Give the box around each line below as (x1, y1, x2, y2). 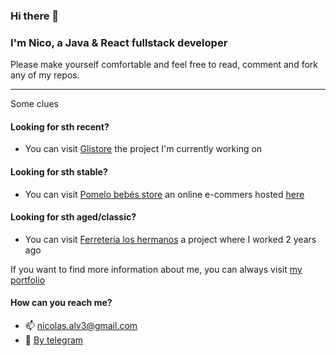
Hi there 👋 (10, 9, 60, 23)
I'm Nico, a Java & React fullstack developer (10, 35, 228, 49)
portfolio (10, 274, 46, 286)
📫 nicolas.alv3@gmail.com (24, 320, 138, 332)
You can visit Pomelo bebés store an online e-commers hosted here (24, 188, 305, 200)
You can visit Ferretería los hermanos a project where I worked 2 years (24, 233, 317, 245)
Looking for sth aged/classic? (10, 211, 137, 223)
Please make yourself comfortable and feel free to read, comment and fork (10, 59, 318, 71)
